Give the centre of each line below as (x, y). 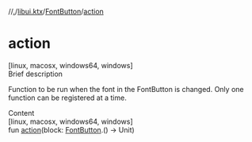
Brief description (36, 74)
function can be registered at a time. (67, 98)
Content (21, 113)
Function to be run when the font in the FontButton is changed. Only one (126, 89)
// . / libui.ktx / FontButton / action (56, 12)
